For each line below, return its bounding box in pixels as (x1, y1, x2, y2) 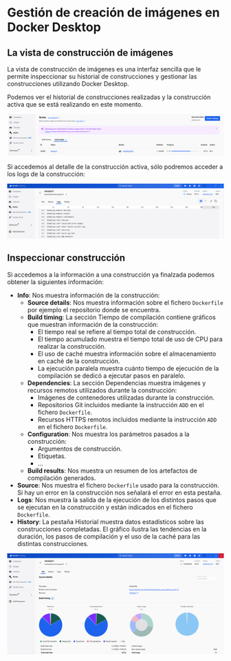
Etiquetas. (37, 452, 67, 460)
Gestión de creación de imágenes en (7, 5, 220, 21)
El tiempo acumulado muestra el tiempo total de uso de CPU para (37, 335, 223, 343)
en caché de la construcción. (37, 356, 120, 365)
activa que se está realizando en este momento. (7, 100, 143, 108)
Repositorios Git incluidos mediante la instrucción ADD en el (37, 400, 204, 409)
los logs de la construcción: (7, 170, 85, 178)
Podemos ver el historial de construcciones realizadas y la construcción (7, 93, 211, 101)
